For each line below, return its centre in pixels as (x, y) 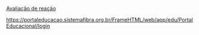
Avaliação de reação (31, 8)
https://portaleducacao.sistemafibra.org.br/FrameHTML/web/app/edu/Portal (99, 20)
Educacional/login (28, 26)
